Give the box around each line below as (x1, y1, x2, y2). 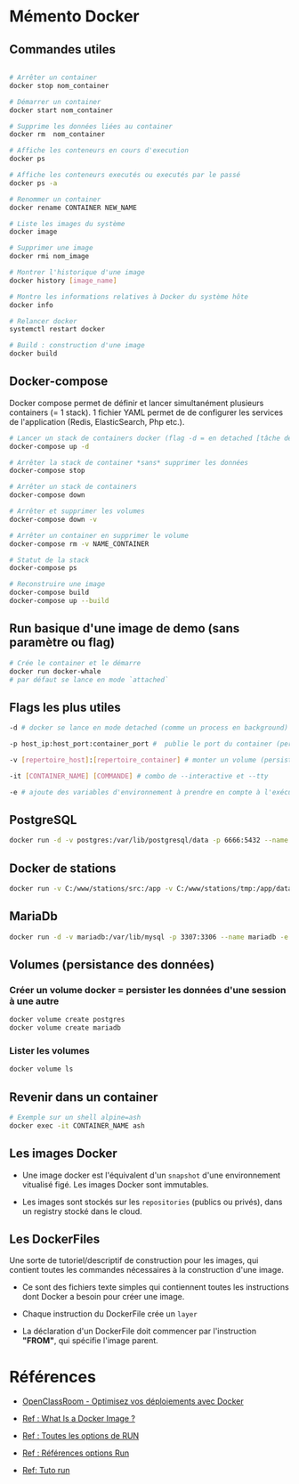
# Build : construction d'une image (9, 341, 145, 350)
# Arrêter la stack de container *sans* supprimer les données (9, 458, 249, 467)
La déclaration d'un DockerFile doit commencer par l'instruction (21, 1325, 256, 1337)
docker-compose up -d (9, 442, 90, 451)
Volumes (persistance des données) (9, 958, 215, 973)
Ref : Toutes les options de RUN (21, 1431, 140, 1441)
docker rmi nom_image (9, 252, 90, 261)
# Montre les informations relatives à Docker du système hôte (9, 292, 249, 301)
